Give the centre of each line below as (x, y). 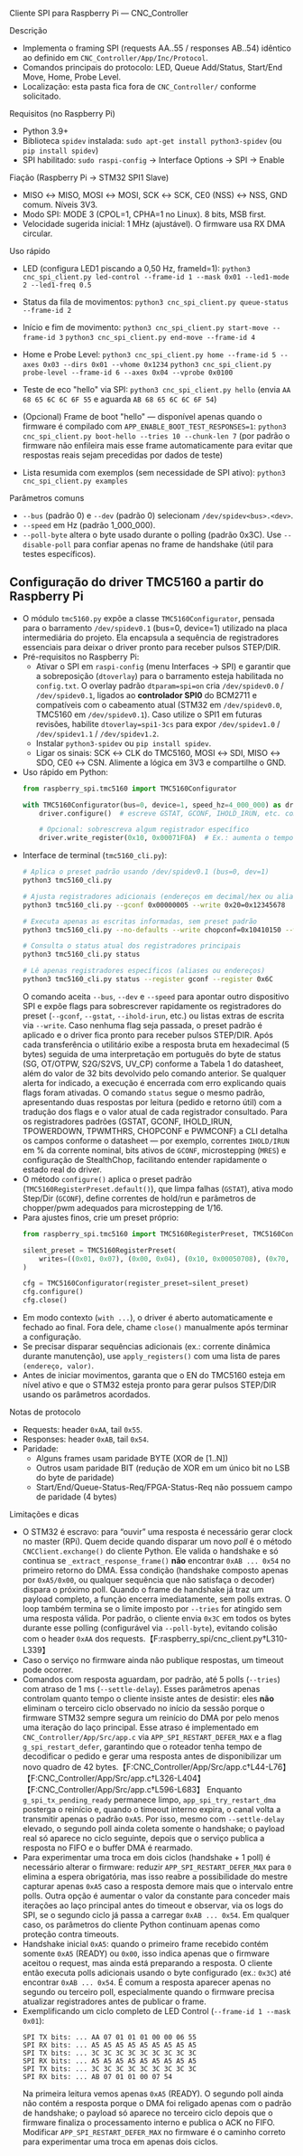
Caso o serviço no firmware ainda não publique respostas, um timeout (153, 1660)
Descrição (28, 30)
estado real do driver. (62, 1169)
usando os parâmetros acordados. (86, 1395)
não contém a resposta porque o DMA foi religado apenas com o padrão (157, 2104)
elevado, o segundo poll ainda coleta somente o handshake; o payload (154, 1829)
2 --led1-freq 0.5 (57, 285)
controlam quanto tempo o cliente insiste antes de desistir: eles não (148, 1698)
